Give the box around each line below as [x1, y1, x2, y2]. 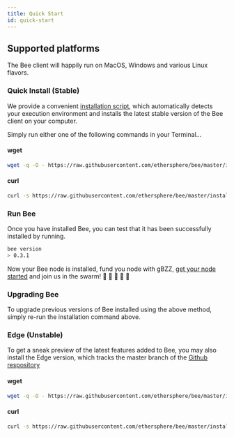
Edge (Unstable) [7, 330, 63, 340]
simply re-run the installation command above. [7, 313, 141, 321]
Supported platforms [7, 43, 100, 54]
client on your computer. [7, 117, 78, 125]
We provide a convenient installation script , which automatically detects [7, 102, 213, 110]
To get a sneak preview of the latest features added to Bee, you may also [7, 346, 217, 355]
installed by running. [7, 232, 66, 241]
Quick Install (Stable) [7, 86, 80, 96]
